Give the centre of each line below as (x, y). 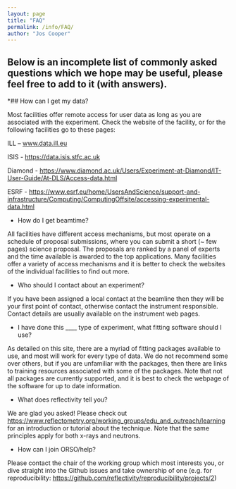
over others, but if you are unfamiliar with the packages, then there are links (117, 364)
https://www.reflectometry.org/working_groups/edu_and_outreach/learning (116, 421)
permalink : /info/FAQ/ (41, 27)
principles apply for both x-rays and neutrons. (74, 436)
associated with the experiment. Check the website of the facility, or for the (117, 122)
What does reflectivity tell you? (62, 400)
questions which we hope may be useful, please (115, 73)
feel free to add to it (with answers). (87, 84)
